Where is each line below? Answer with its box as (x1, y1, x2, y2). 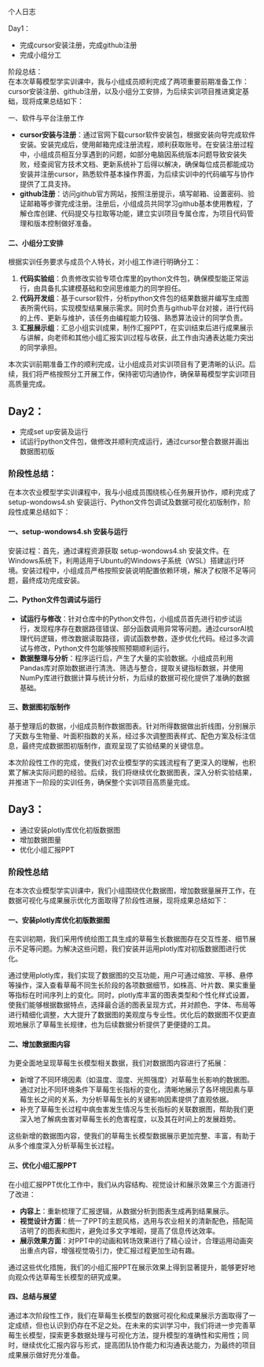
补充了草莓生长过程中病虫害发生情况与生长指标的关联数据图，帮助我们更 (19, 1105, 254, 1114)
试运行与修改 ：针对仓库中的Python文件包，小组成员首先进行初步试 (19, 614, 236, 623)
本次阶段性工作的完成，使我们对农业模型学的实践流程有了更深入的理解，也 (8, 757, 249, 767)
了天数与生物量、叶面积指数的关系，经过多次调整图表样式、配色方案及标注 (8, 731, 249, 741)
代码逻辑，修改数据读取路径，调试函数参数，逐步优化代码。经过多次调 (26, 633, 254, 643)
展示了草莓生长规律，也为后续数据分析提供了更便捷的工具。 (21, 1020, 214, 1030)
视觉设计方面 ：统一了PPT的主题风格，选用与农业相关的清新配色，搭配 (19, 1216, 247, 1225)
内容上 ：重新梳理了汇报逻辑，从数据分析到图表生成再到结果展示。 (19, 1206, 233, 1216)
